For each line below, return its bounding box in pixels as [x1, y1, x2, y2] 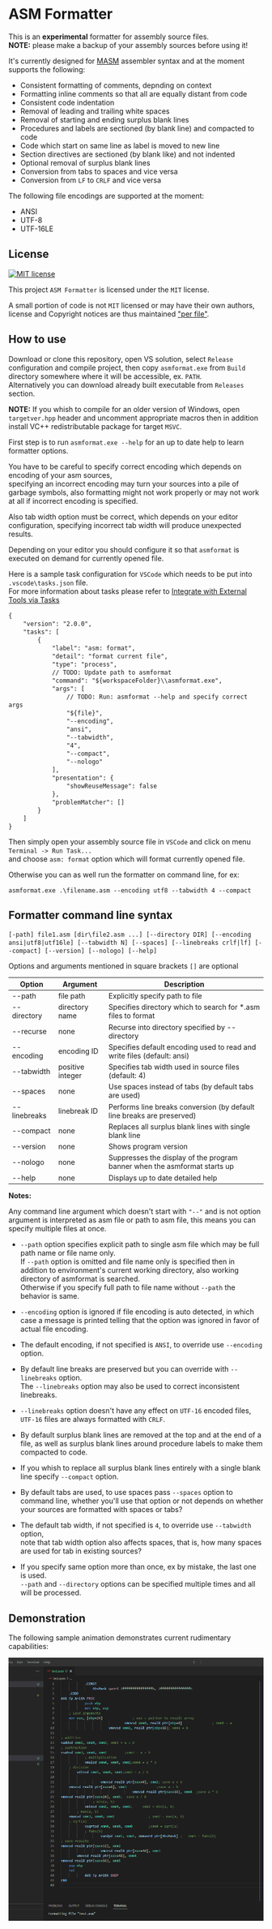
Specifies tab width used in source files [108, 1062, 240, 1072]
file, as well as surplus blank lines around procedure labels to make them [19, 1439, 263, 1449]
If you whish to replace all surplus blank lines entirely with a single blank [19, 1463, 261, 1473]
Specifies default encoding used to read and [108, 1042, 257, 1051]
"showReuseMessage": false [66, 782, 158, 790]
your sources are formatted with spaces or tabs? [19, 1505, 183, 1514]
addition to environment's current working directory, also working [19, 1265, 239, 1275]
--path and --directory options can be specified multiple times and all [19, 1579, 256, 1589]
